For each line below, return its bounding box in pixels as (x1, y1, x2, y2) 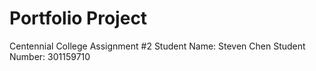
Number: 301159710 (9, 50, 91, 62)
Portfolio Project (9, 7, 148, 30)
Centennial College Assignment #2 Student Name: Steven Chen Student (9, 40, 306, 52)
